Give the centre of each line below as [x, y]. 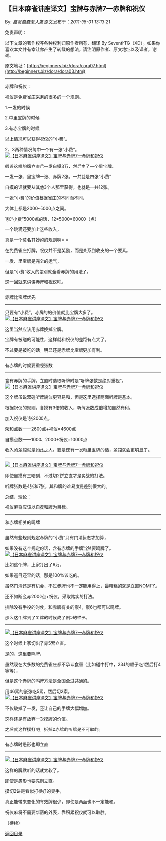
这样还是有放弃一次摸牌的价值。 [38, 719]
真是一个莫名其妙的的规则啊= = [37, 240]
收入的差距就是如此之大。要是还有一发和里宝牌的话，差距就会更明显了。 [79, 449]
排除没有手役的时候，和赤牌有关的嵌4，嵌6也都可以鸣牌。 [64, 607]
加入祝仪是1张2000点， [29, 418]
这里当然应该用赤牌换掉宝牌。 [35, 329]
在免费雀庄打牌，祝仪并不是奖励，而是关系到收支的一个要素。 [68, 250]
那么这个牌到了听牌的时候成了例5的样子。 [48, 617]
